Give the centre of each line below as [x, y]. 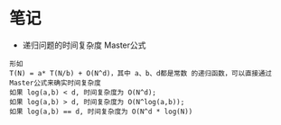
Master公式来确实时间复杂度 [55, 83]
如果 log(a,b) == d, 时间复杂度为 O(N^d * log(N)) [101, 112]
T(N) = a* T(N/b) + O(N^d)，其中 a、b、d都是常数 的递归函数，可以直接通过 [141, 73]
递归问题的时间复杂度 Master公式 [84, 45]
